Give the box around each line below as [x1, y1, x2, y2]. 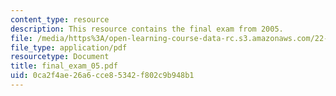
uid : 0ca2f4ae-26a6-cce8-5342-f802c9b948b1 [10, 71, 195, 81]
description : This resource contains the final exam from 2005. [10, 24, 284, 34]
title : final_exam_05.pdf [10, 61, 118, 71]
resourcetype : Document [10, 52, 110, 62]
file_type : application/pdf [10, 42, 128, 53]
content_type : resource [10, 14, 110, 25]
